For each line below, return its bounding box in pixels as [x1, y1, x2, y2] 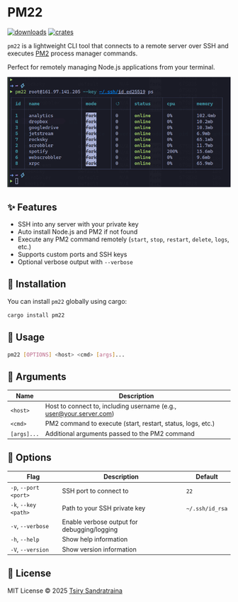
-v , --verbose [10, 521, 50, 530]
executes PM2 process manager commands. [7, 49, 138, 58]
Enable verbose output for [62, 518, 138, 526]
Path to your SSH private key [62, 504, 146, 513]
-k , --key [10, 500, 37, 508]
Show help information [62, 535, 128, 544]
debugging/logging [62, 525, 118, 534]
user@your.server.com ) [45, 410, 115, 418]
